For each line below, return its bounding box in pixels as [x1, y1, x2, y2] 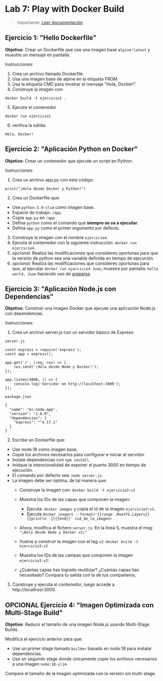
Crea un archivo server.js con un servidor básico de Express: [12, 329, 135, 335]
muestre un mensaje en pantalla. [5, 52, 71, 58]
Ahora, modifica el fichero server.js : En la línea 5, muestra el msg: [19, 525, 153, 531]
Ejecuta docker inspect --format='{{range [26, 511, 113, 517]
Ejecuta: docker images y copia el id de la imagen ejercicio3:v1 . [26, 506, 156, 512]
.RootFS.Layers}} [114, 512, 150, 517]
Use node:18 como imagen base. [12, 446, 78, 452]
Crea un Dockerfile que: [12, 195, 60, 200]
